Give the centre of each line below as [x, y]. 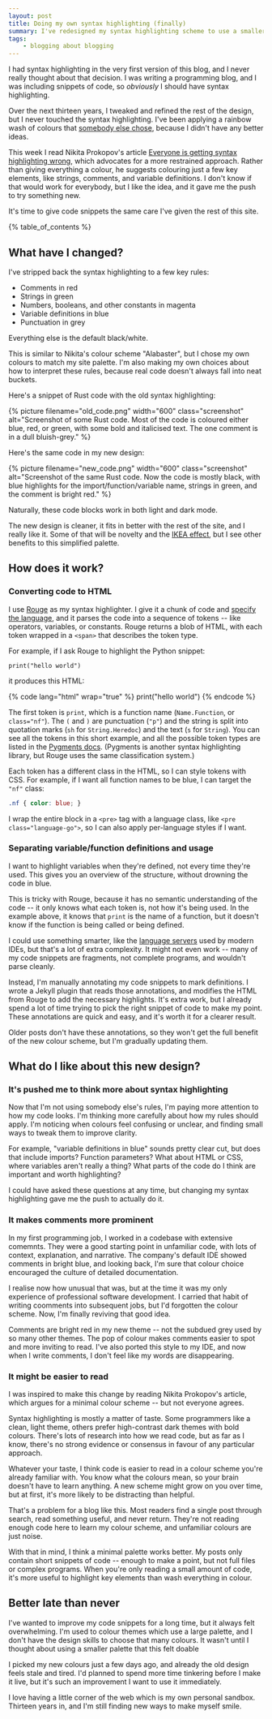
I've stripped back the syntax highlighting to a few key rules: [109, 272]
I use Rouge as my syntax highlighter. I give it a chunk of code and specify [132, 609]
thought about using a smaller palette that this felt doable [104, 1648]
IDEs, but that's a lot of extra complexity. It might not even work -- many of [133, 949]
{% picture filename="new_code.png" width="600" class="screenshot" [128, 468]
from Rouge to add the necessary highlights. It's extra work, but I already [130, 999]
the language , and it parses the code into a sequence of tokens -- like [125, 618]
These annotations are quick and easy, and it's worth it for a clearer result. [132, 1016]
